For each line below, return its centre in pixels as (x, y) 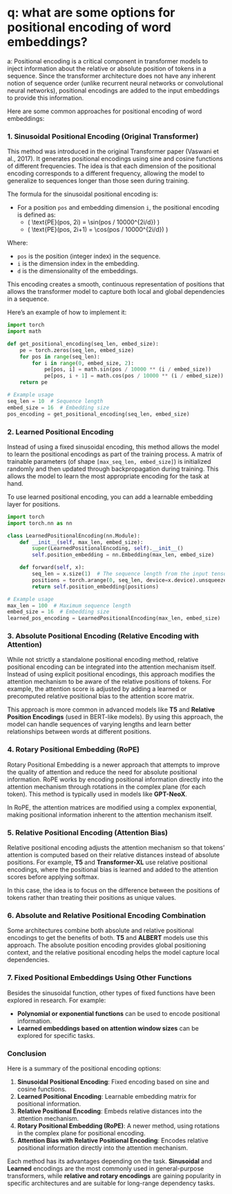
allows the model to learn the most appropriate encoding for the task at (108, 476)
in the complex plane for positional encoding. (81, 1133)
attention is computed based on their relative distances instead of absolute (113, 855)
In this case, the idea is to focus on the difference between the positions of (114, 890)
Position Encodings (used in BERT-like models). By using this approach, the (115, 717)
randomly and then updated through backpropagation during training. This (113, 469)
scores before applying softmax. (53, 877)
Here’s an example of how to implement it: (67, 313)
